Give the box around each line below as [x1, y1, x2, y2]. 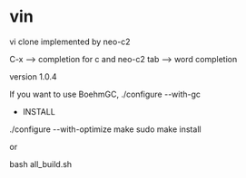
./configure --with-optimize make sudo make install [9, 124, 202, 135]
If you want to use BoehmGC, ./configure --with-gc [9, 89, 202, 99]
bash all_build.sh [9, 158, 73, 169]
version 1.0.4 [9, 70, 57, 82]
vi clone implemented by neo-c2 [9, 36, 131, 47]
